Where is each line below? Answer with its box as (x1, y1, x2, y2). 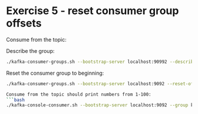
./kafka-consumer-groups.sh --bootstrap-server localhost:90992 (6, 59, 167, 65)
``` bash (6, 97, 25, 103)
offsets (6, 16, 42, 30)
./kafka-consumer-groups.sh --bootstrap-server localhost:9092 (6, 81, 165, 86)
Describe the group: (6, 47, 55, 54)
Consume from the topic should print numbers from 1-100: (6, 91, 151, 98)
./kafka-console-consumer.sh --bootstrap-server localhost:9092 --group (6, 102, 189, 108)
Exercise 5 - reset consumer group (6, 4, 179, 18)
